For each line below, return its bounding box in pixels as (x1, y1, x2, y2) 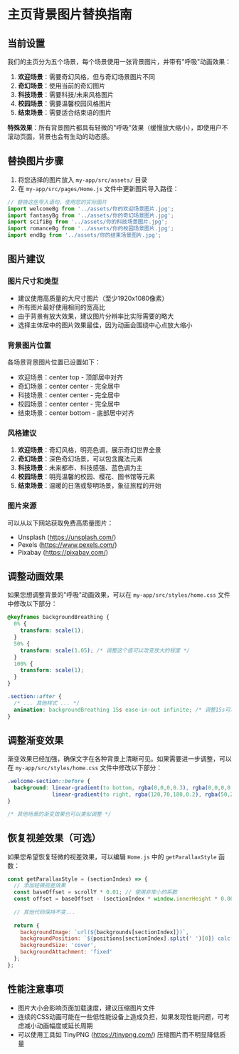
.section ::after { (7, 693, 62, 700)
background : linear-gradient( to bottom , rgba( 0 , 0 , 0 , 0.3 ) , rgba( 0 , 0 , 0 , (14, 784, 228, 792)
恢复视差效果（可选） (7, 832, 101, 844)
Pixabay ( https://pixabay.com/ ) (17, 548, 109, 556)
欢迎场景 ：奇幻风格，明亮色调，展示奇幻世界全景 (17, 446, 161, 454)
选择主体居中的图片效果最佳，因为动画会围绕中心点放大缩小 (17, 320, 193, 329)
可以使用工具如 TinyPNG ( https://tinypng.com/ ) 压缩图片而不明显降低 (17, 1030, 220, 1038)
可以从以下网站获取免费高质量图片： (7, 518, 114, 527)
